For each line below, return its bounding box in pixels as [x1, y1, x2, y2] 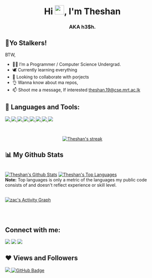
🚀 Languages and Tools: [5, 103, 80, 111]
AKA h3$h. [69, 24, 96, 31]
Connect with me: [5, 226, 61, 234]
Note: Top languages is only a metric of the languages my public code [5, 176, 147, 182]
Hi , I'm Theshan [44, 6, 121, 17]
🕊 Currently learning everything [12, 67, 77, 72]
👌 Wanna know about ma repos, [12, 79, 78, 85]
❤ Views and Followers [5, 254, 78, 262]
